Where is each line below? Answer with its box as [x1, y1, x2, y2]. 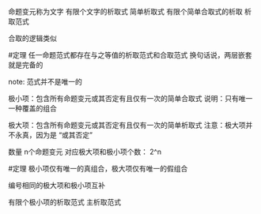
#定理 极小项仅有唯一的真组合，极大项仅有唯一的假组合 [8, 164, 188, 173]
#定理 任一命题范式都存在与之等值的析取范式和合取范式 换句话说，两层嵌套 [8, 51, 252, 59]
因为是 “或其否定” [35, 130, 93, 140]
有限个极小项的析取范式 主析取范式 [8, 197, 121, 207]
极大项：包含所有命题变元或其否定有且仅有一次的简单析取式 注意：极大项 [8, 121, 246, 130]
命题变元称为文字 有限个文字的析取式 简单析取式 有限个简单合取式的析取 [8, 7, 243, 16]
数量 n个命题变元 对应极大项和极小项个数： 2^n [8, 147, 162, 156]
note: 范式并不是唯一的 [8, 77, 83, 86]
